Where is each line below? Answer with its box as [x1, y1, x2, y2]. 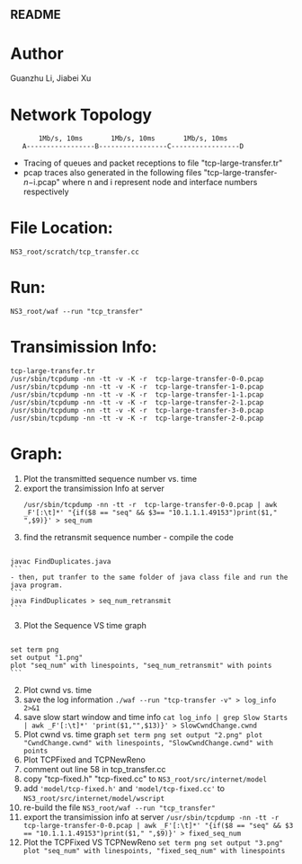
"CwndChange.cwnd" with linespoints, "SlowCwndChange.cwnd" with [22, 739, 273, 748]
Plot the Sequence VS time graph [22, 620, 147, 631]
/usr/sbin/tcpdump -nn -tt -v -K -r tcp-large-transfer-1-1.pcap [10, 390, 264, 399]
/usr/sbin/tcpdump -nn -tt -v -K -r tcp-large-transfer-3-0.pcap [10, 406, 264, 415]
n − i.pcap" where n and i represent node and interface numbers [22, 177, 258, 188]
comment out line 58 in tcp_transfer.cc [22, 764, 166, 775]
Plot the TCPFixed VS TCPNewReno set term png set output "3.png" [22, 837, 284, 848]
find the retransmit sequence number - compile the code [22, 532, 235, 543]
